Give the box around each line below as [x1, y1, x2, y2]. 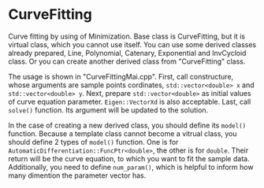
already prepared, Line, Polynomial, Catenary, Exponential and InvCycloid [8, 48, 247, 57]
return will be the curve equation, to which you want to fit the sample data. [8, 153, 250, 163]
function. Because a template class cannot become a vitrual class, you [8, 128, 238, 138]
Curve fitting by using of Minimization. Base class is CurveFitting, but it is [8, 31, 246, 41]
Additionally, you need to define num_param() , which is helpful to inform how [8, 162, 254, 171]
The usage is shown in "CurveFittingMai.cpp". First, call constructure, [8, 72, 234, 81]
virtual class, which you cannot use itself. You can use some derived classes [8, 39, 257, 49]
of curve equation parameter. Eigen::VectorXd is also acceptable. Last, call [8, 97, 251, 106]
